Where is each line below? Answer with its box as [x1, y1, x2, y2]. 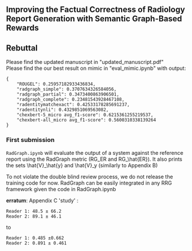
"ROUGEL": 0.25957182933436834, [16, 82, 96, 87]
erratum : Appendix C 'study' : [6, 196, 79, 204]
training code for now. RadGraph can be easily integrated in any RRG [6, 179, 172, 186]
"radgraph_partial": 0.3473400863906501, [16, 91, 119, 97]
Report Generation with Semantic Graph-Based [6, 14, 183, 24]
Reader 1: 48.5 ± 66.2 [6, 208, 62, 214]
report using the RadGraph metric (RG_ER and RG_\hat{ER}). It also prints [6, 155, 183, 162]
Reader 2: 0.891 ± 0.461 [6, 240, 67, 246]
